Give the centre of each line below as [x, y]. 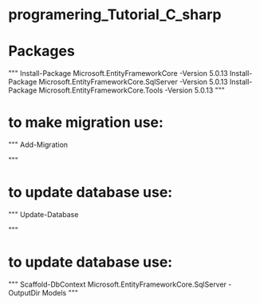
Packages [42, 51]
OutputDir [24, 292]
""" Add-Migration [38, 145]
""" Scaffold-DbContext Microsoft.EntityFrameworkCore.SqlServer [118, 284]
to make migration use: [86, 123]
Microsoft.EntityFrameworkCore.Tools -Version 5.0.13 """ [132, 90]
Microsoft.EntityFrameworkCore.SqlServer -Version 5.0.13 [134, 82]
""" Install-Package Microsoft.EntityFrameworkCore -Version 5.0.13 [118, 73]
